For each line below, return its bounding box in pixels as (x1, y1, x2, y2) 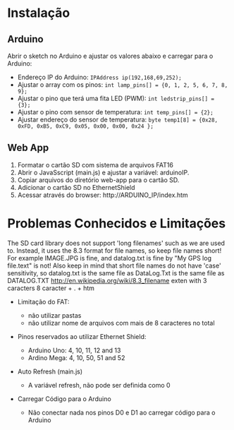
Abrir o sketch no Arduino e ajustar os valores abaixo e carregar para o (7, 52, 214, 60)
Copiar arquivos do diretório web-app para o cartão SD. (17, 175, 180, 184)
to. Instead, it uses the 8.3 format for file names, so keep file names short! (7, 246, 222, 255)
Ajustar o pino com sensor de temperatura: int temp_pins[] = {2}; (17, 108, 214, 116)
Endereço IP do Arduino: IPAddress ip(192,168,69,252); (17, 73, 182, 81)
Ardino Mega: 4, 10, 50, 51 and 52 (27, 353, 125, 362)
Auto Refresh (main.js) (17, 367, 83, 376)
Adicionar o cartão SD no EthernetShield (17, 183, 135, 191)
